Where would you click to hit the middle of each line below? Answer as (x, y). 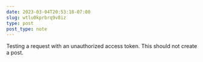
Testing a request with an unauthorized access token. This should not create (102, 46)
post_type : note (27, 29)
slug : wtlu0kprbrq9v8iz (36, 18)
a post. (15, 53)
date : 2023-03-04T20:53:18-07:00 (48, 12)
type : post (20, 23)
